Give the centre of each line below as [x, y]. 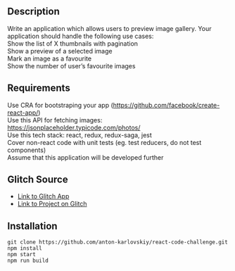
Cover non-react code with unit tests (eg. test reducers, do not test [104, 142]
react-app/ [23, 113]
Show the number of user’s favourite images [71, 65]
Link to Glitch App [43, 196]
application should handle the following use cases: [81, 36]
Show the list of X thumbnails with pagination [73, 43]
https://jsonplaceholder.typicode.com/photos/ [74, 127]
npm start [22, 255]
